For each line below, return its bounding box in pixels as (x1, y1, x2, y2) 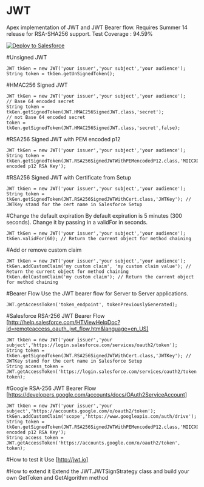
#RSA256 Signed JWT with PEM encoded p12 (6, 135, 121, 143)
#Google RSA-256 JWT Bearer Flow (6, 385, 97, 392)
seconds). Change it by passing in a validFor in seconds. (6, 218, 148, 226)
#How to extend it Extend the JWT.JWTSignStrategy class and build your (6, 468, 189, 475)
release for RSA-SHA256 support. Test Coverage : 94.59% (6, 30, 153, 37)
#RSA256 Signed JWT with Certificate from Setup (6, 173, 132, 181)
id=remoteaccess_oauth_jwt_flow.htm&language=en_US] (6, 325, 149, 332)
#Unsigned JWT (6, 53, 47, 61)
